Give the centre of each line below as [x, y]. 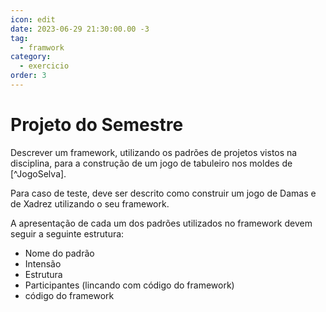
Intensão [43, 263]
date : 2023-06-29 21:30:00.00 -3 [80, 29]
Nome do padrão [59, 253]
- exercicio [44, 66]
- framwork [42, 47]
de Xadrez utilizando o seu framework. [90, 203]
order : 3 [28, 76]
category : [31, 57]
